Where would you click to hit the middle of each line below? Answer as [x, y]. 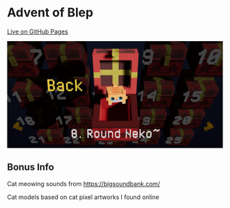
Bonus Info [31, 167]
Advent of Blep [50, 13]
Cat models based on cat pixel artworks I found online [83, 197]
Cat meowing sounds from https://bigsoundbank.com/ [84, 183]
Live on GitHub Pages [38, 31]
